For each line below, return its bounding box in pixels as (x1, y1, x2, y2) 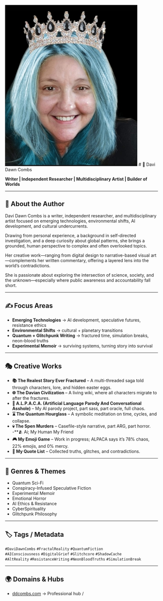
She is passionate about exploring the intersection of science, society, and (5, 272, 154, 278)
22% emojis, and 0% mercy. (12, 443, 69, 449)
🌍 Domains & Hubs (5, 575, 64, 583)
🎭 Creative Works (5, 362, 62, 371)
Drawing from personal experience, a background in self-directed (5, 232, 136, 238)
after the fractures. (12, 395, 50, 401)
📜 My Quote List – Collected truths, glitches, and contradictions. (12, 448, 141, 454)
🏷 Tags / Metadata (5, 530, 64, 539)
